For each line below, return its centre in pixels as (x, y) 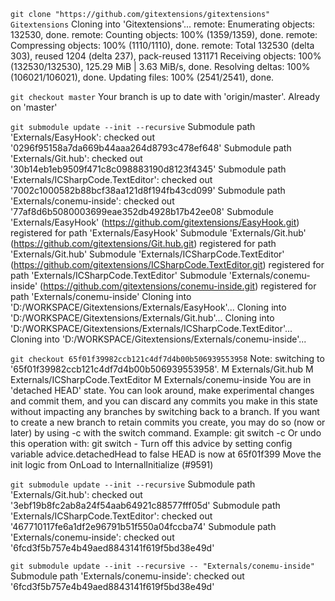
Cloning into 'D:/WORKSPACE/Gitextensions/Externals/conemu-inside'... (158, 339)
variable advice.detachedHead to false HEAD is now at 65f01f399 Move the (166, 454)
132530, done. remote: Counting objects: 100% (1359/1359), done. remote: (164, 34)
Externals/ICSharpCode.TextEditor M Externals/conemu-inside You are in (161, 379)
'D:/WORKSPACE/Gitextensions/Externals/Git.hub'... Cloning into (142, 318)
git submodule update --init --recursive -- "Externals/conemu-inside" (162, 566)
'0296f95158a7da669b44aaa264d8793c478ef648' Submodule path (151, 148)
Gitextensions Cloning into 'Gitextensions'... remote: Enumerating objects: (163, 24)
